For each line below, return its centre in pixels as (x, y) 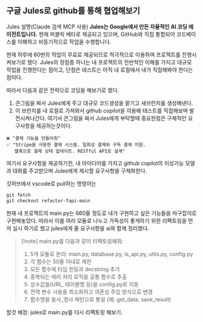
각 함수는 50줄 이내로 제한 (61, 261)
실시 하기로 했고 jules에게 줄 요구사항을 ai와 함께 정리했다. (81, 228)
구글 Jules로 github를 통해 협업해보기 (73, 11)
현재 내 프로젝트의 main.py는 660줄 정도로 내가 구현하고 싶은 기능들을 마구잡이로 (101, 213)
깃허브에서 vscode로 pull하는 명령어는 (51, 183)
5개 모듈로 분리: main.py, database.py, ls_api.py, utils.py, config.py (111, 254)
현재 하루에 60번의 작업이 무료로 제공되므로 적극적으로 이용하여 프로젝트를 (94, 54)
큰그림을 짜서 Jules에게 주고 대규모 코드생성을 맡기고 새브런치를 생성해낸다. (104, 103)
